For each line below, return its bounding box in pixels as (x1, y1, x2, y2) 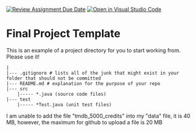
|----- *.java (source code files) (17, 91, 107, 97)
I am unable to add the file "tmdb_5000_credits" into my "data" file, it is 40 (6, 112, 191, 119)
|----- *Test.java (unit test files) (17, 101, 112, 108)
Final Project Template (6, 27, 121, 40)
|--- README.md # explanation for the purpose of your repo (6, 80, 161, 87)
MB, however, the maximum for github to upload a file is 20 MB (6, 118, 163, 126)
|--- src (6, 86, 28, 92)
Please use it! (6, 53, 40, 60)
